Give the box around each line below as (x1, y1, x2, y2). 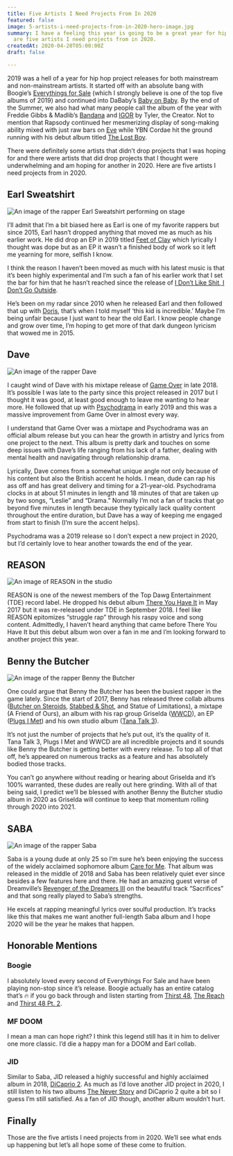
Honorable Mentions (7, 940, 98, 952)
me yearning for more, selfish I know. (7, 250, 113, 258)
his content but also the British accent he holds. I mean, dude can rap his (7, 474, 216, 483)
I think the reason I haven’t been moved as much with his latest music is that (7, 263, 225, 271)
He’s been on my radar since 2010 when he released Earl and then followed (7, 299, 223, 308)
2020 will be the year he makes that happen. (7, 919, 135, 928)
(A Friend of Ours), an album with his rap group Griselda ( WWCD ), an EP (7, 710, 214, 718)
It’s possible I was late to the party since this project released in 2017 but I (7, 388, 218, 396)
